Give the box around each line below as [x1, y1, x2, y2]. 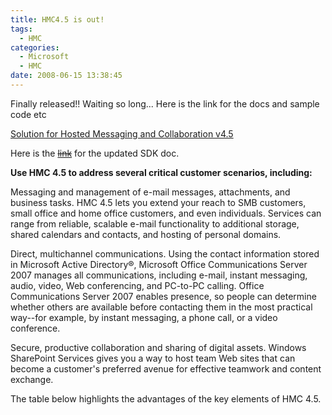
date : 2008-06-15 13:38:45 [10, 71, 123, 81]
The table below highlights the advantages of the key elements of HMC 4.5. [10, 392, 322, 405]
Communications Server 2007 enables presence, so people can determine [10, 290, 317, 302]
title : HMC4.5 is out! [10, 14, 105, 25]
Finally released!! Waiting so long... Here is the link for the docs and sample [10, 97, 320, 110]
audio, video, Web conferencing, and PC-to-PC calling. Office [10, 279, 265, 291]
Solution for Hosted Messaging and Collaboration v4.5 [10, 127, 234, 140]
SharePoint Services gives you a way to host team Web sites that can [10, 352, 296, 364]
